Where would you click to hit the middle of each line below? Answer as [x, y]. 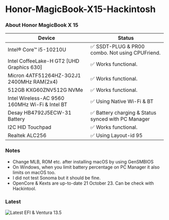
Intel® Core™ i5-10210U [37, 50]
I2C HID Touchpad [30, 127]
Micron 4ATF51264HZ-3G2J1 [45, 76]
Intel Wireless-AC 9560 [36, 98]
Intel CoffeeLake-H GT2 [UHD [44, 61]
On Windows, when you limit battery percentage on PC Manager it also [86, 167]
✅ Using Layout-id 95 [116, 136]
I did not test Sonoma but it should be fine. [56, 178]
